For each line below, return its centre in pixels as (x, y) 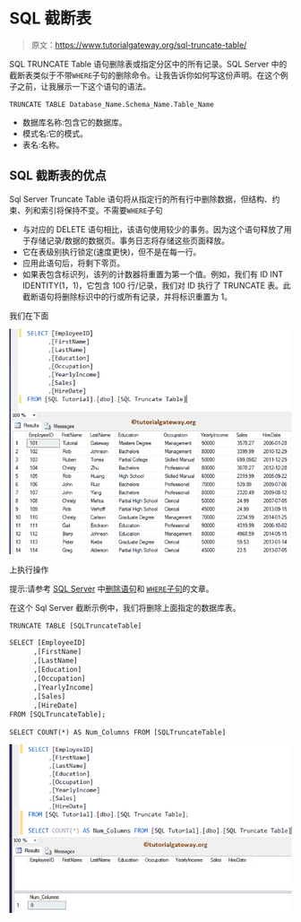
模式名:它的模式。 (55, 133)
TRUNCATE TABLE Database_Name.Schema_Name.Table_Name (112, 104)
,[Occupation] (60, 678)
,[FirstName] (57, 651)
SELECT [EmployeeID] (48, 642)
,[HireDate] (55, 705)
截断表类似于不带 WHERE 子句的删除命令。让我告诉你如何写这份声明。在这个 (145, 75)
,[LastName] (55, 660)
